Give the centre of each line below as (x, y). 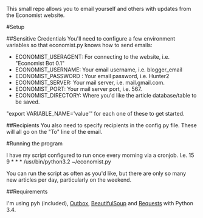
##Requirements (27, 191)
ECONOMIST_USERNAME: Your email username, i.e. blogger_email (98, 70)
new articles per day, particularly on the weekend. (69, 180)
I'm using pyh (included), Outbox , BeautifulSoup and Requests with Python (100, 203)
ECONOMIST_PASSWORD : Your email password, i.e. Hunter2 (92, 76)
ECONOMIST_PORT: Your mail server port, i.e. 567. (78, 89)
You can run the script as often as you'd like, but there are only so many (96, 173)
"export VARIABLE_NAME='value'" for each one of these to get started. (95, 114)
